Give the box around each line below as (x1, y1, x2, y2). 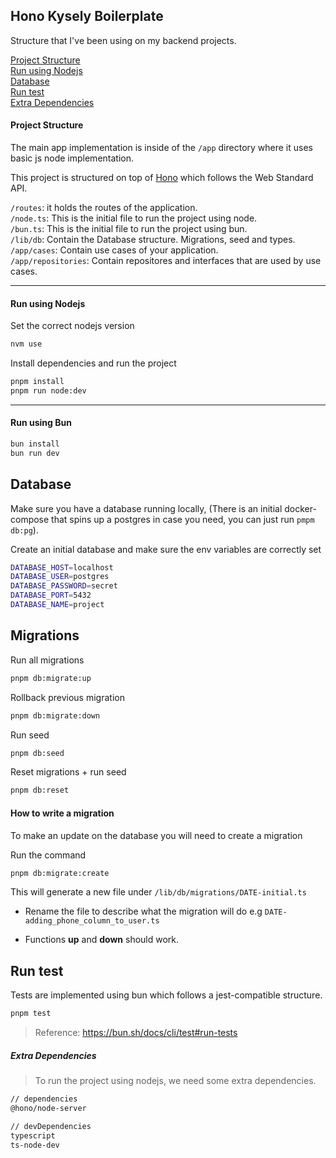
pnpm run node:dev (10, 385, 87, 396)
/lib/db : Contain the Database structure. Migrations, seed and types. (10, 234, 296, 246)
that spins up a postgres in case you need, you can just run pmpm (51, 513, 315, 525)
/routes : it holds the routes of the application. (10, 202, 198, 214)
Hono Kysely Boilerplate (10, 8, 164, 25)
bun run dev (10, 448, 60, 458)
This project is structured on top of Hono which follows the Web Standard (10, 172, 314, 184)
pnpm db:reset (10, 785, 70, 796)
